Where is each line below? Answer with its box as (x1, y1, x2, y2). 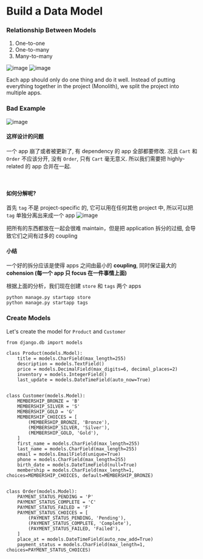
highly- (167, 155, 185, 162)
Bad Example (6, 105, 46, 113)
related (6, 162, 24, 170)
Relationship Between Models (6, 26, 96, 35)
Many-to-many (15, 53, 53, 60)
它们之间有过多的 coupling (11, 232, 78, 239)
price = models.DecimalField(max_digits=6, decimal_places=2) (17, 366, 178, 372)
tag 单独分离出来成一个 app (6, 211, 75, 219)
